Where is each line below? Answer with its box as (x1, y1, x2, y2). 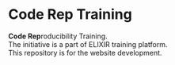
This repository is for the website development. (8, 48, 162, 57)
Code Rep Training (8, 5, 132, 23)
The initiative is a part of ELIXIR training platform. (8, 39, 168, 49)
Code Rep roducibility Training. (8, 31, 108, 41)
